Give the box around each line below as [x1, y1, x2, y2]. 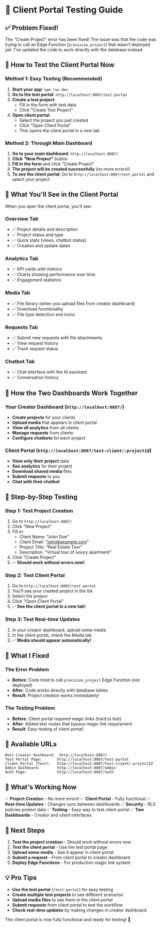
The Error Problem [5, 666, 49, 673]
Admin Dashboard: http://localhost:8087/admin [5, 766, 116, 770]
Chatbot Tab [5, 358, 35, 365]
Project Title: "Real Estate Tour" [19, 544, 82, 550]
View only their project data [12, 458, 69, 464]
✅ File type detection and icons [12, 311, 75, 317]
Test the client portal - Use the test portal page [12, 844, 108, 850]
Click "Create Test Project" [19, 107, 73, 113]
